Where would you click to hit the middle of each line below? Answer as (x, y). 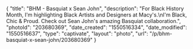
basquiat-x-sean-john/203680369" (50, 40)
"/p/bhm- (161, 34)
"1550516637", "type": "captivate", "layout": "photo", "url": (77, 34)
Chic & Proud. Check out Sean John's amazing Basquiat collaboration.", (94, 21)
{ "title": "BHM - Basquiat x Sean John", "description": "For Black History (95, 9)
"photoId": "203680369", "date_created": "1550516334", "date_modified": (96, 27)
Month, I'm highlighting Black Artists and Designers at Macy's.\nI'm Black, (96, 15)
